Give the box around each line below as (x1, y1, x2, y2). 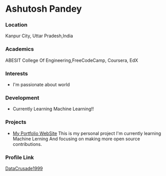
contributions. (12, 141, 42, 147)
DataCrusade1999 (5, 165, 43, 171)
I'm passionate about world (12, 82, 70, 88)
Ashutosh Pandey (5, 3, 82, 15)
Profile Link (5, 154, 34, 161)
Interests (5, 70, 28, 77)
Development (5, 94, 40, 101)
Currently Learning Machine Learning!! (12, 106, 94, 112)
